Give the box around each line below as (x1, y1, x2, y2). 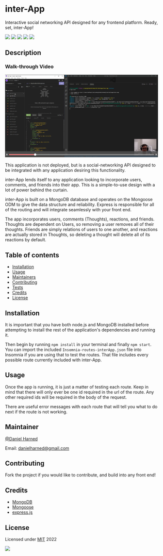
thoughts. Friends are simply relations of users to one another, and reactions (5, 227, 158, 233)
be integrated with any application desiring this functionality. (5, 168, 126, 173)
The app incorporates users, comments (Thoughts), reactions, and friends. (5, 216, 155, 222)
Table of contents (5, 251, 59, 259)
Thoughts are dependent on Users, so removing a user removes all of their (5, 221, 154, 227)
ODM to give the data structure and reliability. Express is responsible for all (5, 202, 154, 207)
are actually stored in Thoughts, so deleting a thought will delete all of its (5, 232, 150, 237)
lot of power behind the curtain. (5, 187, 68, 193)
